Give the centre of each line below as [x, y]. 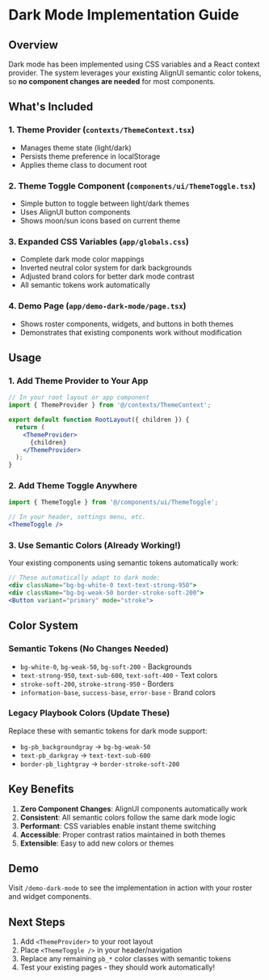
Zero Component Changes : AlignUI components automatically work [134, 808]
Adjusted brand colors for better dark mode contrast [107, 276]
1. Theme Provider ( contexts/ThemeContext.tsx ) [102, 130]
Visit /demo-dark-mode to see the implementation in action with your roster [130, 888]
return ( [30, 427]
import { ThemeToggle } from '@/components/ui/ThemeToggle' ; [113, 503]
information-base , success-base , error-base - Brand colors [118, 692]
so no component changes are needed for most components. [112, 81]
